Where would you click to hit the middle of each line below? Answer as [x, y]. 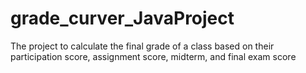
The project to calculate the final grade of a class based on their [142, 46]
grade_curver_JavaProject [122, 18]
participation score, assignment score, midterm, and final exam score [153, 56]
